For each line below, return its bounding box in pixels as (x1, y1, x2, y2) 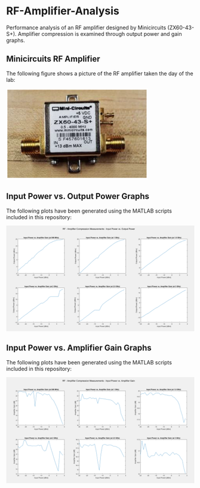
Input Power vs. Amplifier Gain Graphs (6, 343, 152, 353)
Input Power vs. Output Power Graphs (6, 191, 150, 201)
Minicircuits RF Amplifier (6, 54, 100, 64)
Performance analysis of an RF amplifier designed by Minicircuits (6, 24, 167, 31)
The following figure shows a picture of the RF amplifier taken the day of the (6, 70, 193, 77)
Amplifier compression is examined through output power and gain (17, 30, 182, 37)
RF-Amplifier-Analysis (6, 4, 119, 18)
